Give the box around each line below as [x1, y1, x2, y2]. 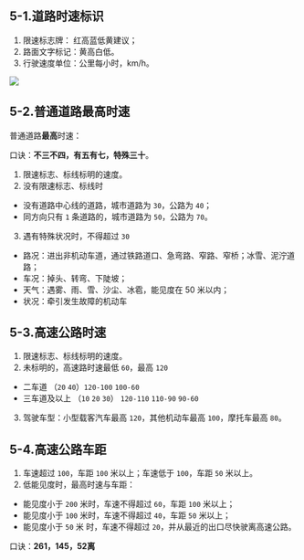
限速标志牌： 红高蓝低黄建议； [22, 35, 138, 46]
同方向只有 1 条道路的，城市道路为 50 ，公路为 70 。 [22, 211, 213, 222]
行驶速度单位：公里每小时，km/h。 [22, 58, 155, 69]
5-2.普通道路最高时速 [9, 104, 131, 120]
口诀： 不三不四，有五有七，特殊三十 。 [9, 149, 153, 160]
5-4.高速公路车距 [9, 441, 107, 457]
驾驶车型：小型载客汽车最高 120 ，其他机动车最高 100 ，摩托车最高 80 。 [22, 412, 287, 423]
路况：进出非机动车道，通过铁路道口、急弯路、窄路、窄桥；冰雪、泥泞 [22, 249, 288, 260]
